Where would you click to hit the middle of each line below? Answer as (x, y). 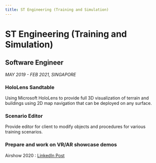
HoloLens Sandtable (30, 87)
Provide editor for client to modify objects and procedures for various (76, 127)
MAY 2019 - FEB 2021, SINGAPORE (41, 74)
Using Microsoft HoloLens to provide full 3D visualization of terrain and (77, 98)
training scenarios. (24, 132)
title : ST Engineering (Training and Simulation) (57, 10)
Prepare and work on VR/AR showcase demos (61, 145)
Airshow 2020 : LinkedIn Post (35, 155)
